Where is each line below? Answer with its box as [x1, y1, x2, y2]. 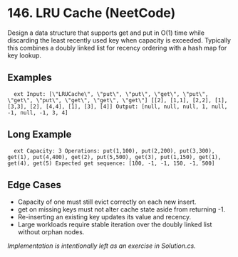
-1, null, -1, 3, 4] [7, 109, 69, 116]
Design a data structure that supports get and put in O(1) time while [7, 28, 205, 37]
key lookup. [7, 51, 41, 60]
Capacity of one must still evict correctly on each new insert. [17, 197, 197, 207]
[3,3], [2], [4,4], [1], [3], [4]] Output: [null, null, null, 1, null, [7, 103, 228, 110]
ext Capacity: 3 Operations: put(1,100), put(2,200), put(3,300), [14, 147, 215, 154]
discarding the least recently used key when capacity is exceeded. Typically [7, 35, 232, 44]
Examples [7, 72, 52, 84]
